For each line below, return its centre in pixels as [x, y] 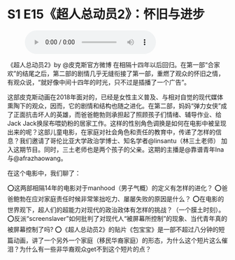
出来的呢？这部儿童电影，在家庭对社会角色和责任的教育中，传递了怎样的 [111, 132]
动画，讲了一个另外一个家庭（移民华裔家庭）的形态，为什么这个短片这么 [117, 240]
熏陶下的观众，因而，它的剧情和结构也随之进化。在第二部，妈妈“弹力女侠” [114, 106]
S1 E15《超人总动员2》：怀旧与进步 [106, 14]
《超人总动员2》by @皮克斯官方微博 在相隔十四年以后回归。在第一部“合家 [114, 64]
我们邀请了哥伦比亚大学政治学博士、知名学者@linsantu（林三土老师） [119, 140]
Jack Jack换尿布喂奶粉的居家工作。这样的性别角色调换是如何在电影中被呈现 [117, 123]
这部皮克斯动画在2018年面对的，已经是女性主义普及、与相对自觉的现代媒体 [115, 97]
